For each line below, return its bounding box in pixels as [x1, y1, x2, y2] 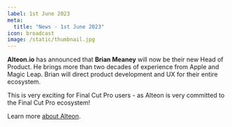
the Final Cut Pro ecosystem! [7, 98, 91, 107]
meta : [7, 17, 23, 24]
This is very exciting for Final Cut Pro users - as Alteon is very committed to [7, 91, 225, 100]
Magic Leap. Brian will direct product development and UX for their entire [7, 70, 218, 79]
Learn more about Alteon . [7, 112, 81, 121]
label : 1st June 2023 [7, 10, 71, 17]
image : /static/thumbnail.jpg [7, 36, 96, 43]
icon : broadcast [7, 29, 55, 37]
